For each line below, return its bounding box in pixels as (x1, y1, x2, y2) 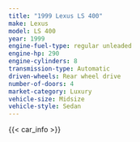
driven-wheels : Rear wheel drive (8, 72, 121, 80)
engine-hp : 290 (8, 49, 60, 58)
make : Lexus (8, 19, 49, 28)
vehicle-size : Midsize (8, 95, 85, 103)
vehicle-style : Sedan (8, 102, 82, 110)
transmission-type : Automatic (8, 65, 111, 73)
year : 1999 (8, 34, 45, 43)
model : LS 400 (8, 27, 57, 35)
